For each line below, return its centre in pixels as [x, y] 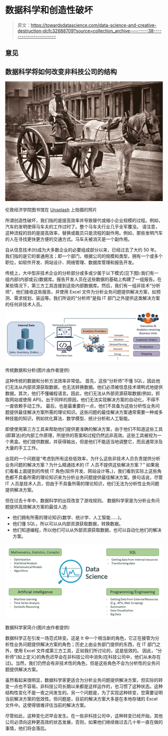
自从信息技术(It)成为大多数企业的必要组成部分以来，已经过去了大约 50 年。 [82, 250]
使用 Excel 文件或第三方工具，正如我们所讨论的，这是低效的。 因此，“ [86, 650]
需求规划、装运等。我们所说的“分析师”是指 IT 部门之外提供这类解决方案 [87, 298]
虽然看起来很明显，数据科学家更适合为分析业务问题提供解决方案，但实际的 [82, 680]
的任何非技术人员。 [25, 304]
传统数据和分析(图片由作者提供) [37, 370]
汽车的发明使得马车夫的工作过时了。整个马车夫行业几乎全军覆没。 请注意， [82, 227]
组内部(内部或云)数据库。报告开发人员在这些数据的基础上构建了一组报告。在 [83, 279]
